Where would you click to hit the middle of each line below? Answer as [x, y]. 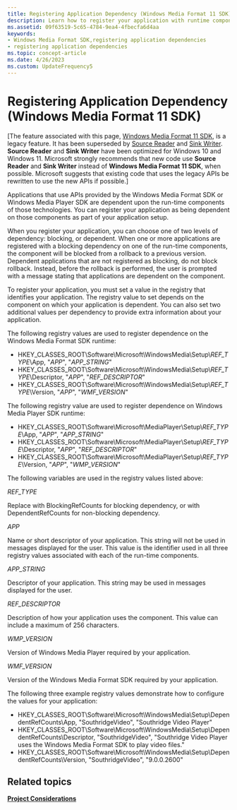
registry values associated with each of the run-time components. [103, 555]
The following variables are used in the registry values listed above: [105, 478]
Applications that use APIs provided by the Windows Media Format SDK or [115, 194]
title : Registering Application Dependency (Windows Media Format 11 [112, 14]
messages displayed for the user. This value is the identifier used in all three [118, 547]
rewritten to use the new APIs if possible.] [68, 181]
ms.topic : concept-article [47, 54]
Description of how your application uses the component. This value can [113, 617]
